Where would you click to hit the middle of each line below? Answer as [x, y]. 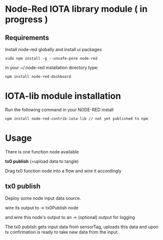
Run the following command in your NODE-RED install [59, 110]
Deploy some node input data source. [43, 198]
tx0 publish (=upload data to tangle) [42, 161]
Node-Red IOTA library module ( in [76, 9]
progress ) [27, 19]
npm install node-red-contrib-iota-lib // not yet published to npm [77, 119]
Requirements [27, 38]
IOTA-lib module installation [63, 96]
